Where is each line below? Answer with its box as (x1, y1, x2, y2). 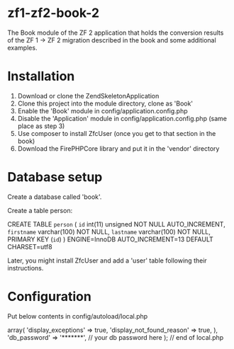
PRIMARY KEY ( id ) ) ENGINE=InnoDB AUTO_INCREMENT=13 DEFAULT (7, 235, 214, 244)
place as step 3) (17, 122, 65, 130)
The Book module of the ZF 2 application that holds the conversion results (7, 28, 224, 37)
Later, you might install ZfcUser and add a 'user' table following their (7, 256, 207, 265)
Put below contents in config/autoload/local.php (7, 311, 148, 320)
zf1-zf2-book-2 (7, 5, 100, 21)
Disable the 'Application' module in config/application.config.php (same (17, 114, 227, 122)
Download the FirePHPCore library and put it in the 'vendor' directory (17, 144, 220, 153)
